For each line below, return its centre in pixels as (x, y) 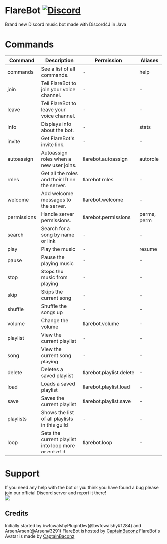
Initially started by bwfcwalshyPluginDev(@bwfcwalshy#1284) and (73, 525)
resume (148, 249)
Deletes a (52, 369)
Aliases (149, 60)
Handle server (58, 214)
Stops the (52, 271)
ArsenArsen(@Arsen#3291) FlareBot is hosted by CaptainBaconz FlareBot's (83, 531)
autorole (149, 159)
